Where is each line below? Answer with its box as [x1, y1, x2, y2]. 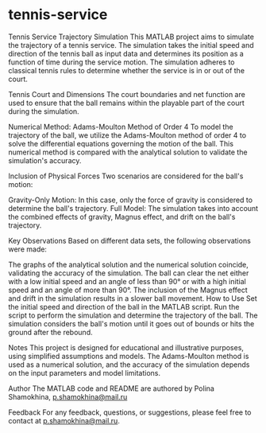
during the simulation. [8, 106, 79, 116]
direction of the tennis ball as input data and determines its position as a [8, 49, 244, 58]
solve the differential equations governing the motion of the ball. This [8, 138, 234, 148]
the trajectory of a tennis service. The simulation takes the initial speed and [8, 40, 254, 49]
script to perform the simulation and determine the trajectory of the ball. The [8, 310, 258, 320]
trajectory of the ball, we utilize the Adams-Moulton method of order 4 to [8, 130, 247, 140]
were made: [8, 244, 48, 254]
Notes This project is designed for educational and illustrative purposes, [8, 342, 245, 352]
